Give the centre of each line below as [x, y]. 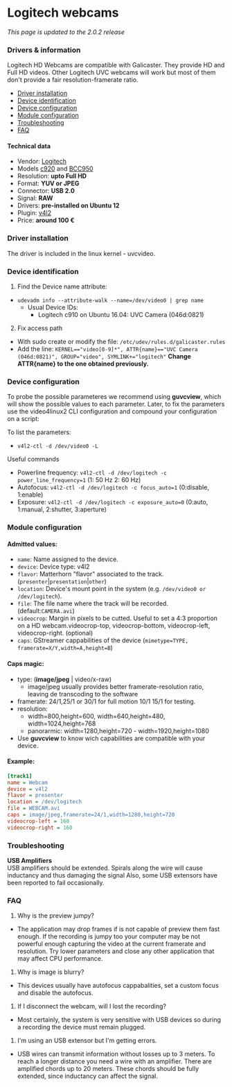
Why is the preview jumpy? [56, 916]
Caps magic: [26, 664]
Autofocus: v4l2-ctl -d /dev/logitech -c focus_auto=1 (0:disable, [113, 488]
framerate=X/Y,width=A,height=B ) [65, 648]
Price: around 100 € [46, 221]
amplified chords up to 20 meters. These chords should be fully [108, 1069]
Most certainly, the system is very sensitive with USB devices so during [119, 1020]
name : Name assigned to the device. [68, 559]
